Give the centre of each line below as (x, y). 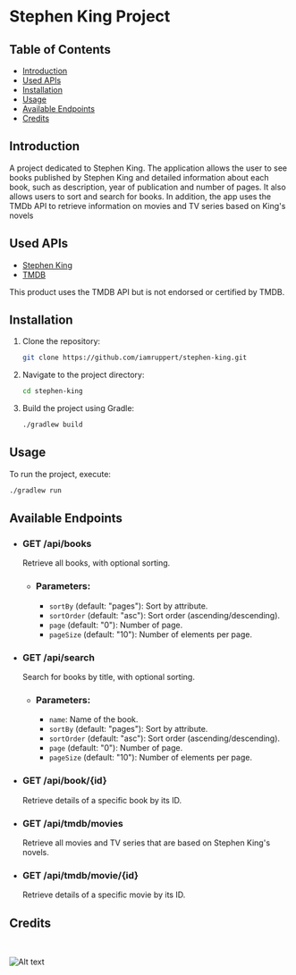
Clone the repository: (61, 341)
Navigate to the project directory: (83, 375)
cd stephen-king (52, 391)
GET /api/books (57, 544)
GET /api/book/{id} (64, 781)
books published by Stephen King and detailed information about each (140, 177)
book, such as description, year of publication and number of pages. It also (148, 187)
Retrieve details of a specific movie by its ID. (104, 895)
